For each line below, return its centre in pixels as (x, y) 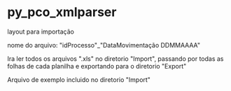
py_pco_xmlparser (62, 12)
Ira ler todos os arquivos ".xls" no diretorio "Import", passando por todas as (115, 58)
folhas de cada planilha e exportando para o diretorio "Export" (97, 66)
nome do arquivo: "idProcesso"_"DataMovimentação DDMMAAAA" (104, 45)
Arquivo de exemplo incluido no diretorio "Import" (79, 79)
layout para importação (41, 31)
